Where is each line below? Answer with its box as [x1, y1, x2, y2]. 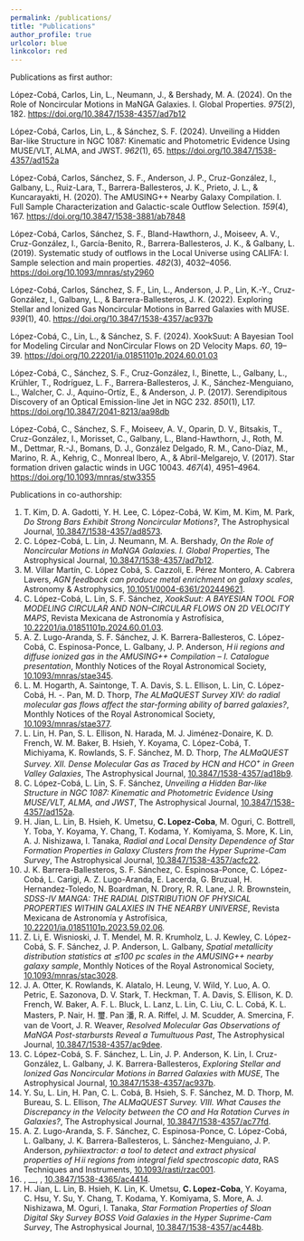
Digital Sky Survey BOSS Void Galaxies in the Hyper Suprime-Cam [23, 1212, 272, 1223]
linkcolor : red [10, 47, 68, 56]
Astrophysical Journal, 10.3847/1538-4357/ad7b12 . [23, 555, 214, 566]
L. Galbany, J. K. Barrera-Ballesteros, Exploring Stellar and [62, 1058, 281, 1069]
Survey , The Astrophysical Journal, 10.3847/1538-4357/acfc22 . [23, 854, 261, 865]
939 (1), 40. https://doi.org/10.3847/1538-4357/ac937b [10, 313, 214, 324]
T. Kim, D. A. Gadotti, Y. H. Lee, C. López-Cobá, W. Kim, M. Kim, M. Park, [23, 507, 295, 518]
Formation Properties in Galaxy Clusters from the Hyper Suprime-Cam [23, 845, 287, 855]
